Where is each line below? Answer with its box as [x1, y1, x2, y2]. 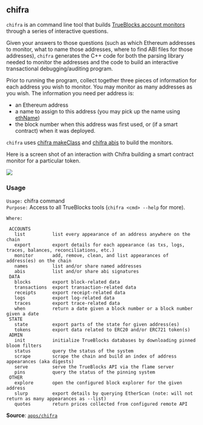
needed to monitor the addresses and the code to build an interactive [6, 58, 179, 65]
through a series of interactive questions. [6, 27, 109, 35]
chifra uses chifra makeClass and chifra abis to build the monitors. [6, 139, 173, 146]
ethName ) [14, 114, 40, 121]
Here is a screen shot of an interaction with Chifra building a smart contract [6, 150, 194, 158]
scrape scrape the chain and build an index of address [14, 353, 177, 360]
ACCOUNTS [8, 226, 31, 232]
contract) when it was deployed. [14, 127, 95, 134]
